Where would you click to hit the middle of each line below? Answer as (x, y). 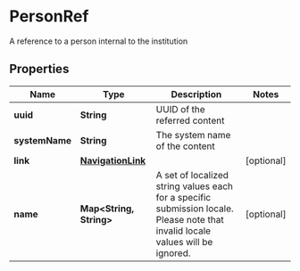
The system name (193, 135)
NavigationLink (113, 160)
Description (196, 94)
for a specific (183, 197)
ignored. (173, 253)
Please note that (190, 219)
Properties (39, 69)
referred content (190, 120)
